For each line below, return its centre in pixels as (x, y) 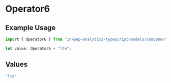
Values (17, 64)
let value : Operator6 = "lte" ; (38, 48)
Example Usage (31, 28)
